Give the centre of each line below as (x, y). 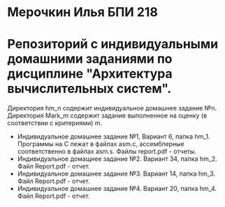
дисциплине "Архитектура (90, 74)
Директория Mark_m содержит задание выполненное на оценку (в (107, 115)
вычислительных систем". (89, 89)
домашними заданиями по (90, 59)
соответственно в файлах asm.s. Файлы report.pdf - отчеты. (107, 152)
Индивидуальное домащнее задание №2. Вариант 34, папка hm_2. (117, 159)
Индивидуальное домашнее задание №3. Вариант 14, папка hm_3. (116, 174)
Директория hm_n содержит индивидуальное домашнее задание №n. (112, 108)
